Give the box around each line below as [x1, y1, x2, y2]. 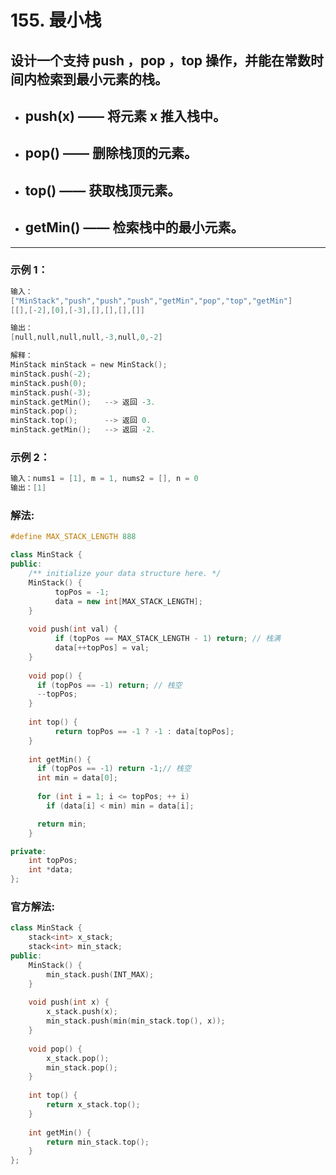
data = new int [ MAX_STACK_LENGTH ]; [54, 596, 203, 606]
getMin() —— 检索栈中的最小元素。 [24, 219, 245, 236]
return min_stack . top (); [46, 1137, 150, 1147]
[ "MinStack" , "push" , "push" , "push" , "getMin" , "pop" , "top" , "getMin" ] [10, 296, 293, 306]
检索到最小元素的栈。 [36, 71, 168, 88]
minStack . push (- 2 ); [10, 369, 92, 379]
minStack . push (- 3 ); [10, 387, 92, 398]
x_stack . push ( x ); [46, 1007, 118, 1017]
